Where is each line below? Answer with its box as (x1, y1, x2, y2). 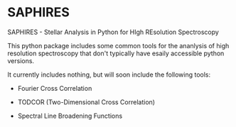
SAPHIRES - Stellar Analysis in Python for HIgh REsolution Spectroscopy (7, 28, 219, 36)
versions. (7, 56, 34, 65)
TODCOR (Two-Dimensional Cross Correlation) (17, 97, 155, 106)
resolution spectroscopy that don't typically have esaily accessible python (7, 49, 225, 57)
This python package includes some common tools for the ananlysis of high (7, 41, 230, 50)
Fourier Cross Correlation (17, 84, 92, 92)
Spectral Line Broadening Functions (17, 111, 123, 120)
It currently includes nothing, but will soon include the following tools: (7, 70, 211, 79)
